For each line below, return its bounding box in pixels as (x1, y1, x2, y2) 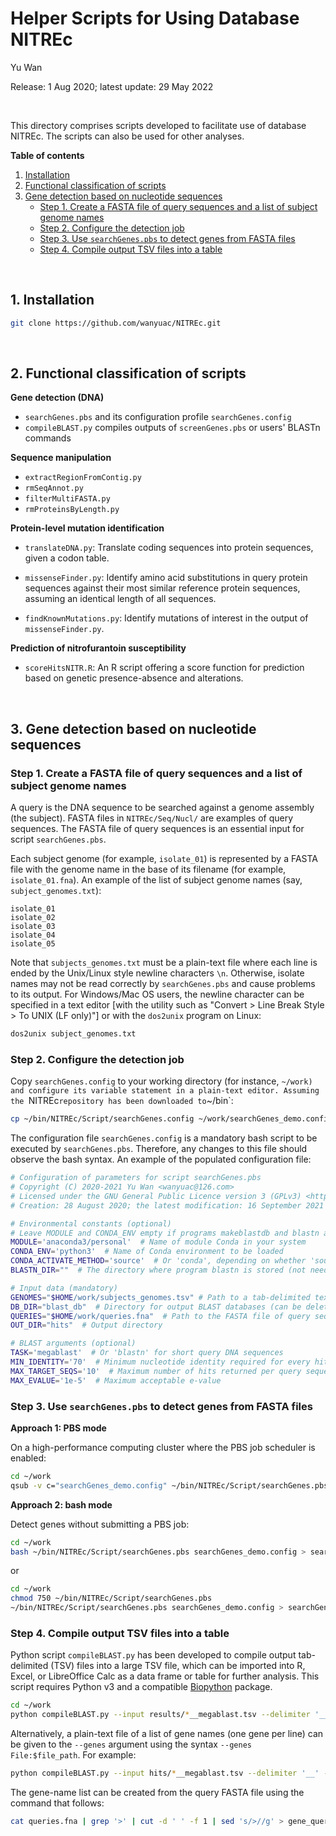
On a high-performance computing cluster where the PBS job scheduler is (10, 1441, 316, 1453)
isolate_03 (10, 922, 56, 932)
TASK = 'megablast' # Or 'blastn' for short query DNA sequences (10, 1348, 284, 1358)
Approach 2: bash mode (10, 1498, 113, 1511)
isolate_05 (10, 939, 56, 949)
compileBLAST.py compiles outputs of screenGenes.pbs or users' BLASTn (24, 422, 321, 434)
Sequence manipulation (10, 452, 112, 464)
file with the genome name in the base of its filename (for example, (10, 863, 287, 876)
